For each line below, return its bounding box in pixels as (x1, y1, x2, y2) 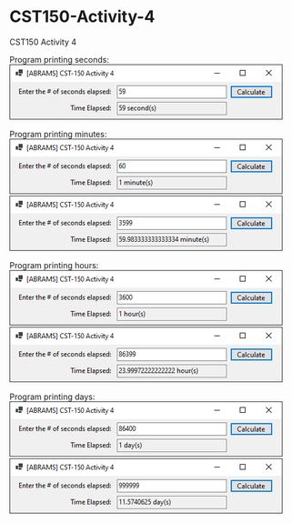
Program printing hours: (9, 259, 99, 270)
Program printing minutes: (9, 128, 107, 139)
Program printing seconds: (9, 54, 109, 65)
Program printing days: (9, 391, 96, 402)
